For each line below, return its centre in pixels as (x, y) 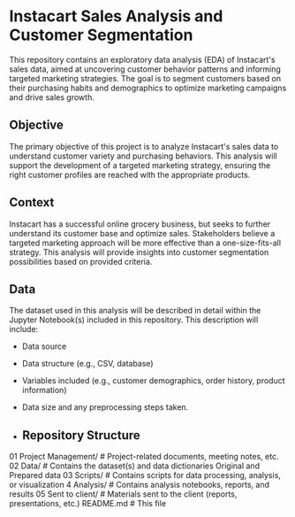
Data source (44, 346)
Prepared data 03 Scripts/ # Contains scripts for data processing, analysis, (145, 475)
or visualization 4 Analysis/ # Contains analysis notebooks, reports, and (140, 485)
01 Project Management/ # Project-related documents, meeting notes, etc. (144, 457)
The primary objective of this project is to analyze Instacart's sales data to (144, 146)
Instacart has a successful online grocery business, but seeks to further (140, 224)
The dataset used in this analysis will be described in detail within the (135, 311)
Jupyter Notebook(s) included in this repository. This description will (134, 320)
